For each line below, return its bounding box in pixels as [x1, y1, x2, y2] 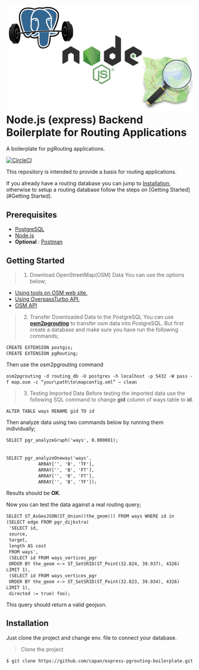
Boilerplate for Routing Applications [6, 126, 187, 139]
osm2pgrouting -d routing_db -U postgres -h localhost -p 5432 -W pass [6, 373, 188, 379]
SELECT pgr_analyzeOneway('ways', [6, 455, 92, 462]
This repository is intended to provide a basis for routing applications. [6, 169, 177, 176]
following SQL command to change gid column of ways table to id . [29, 396, 194, 403]
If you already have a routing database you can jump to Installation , [6, 180, 171, 187]
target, [8, 537, 28, 543]
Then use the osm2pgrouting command [6, 361, 104, 368]
